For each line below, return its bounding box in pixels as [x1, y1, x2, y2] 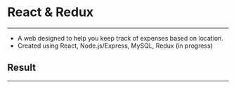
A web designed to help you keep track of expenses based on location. [17, 34, 223, 42]
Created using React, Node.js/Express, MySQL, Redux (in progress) [17, 41, 213, 50]
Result [7, 62, 37, 74]
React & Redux [7, 4, 94, 20]
